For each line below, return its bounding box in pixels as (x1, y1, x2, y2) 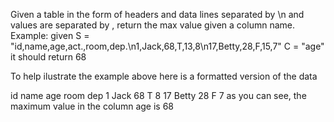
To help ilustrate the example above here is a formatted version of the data (10, 70, 318, 82)
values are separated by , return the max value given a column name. (10, 19, 295, 31)
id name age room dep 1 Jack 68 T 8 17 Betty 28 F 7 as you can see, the (10, 90, 307, 101)
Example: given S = (10, 30, 90, 41)
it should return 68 (10, 51, 87, 63)
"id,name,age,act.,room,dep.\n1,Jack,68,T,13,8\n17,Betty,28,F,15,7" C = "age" (10, 40, 325, 52)
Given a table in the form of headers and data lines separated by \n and (10, 9, 305, 20)
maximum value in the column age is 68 (10, 100, 175, 112)
